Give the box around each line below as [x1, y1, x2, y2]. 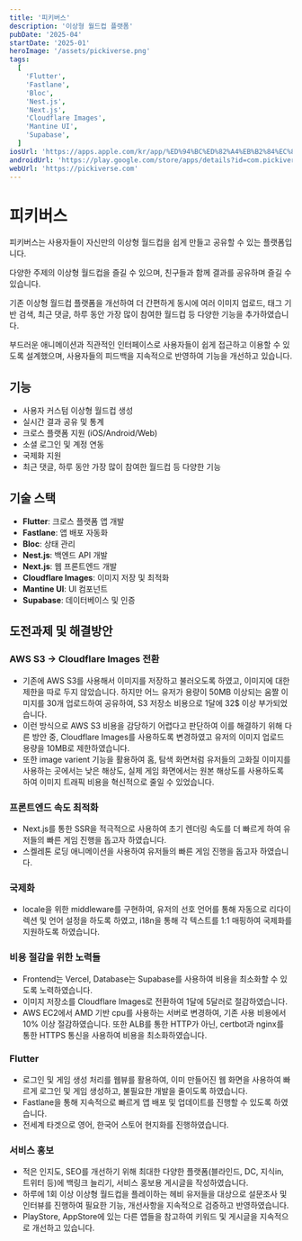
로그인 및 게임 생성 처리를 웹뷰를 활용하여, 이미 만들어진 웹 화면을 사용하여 [22, 1073, 281, 1085]
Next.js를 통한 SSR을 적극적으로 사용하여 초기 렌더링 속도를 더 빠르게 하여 [22, 823, 281, 834]
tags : [9, 55, 30, 64]
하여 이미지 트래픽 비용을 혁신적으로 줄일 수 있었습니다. [22, 776, 215, 787]
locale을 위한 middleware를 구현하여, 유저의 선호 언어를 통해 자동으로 [22, 904, 268, 915]
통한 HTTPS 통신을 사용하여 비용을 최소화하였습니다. [22, 1029, 208, 1040]
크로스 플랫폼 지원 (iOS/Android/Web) [22, 428, 158, 439]
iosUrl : [9, 147, 39, 156]
